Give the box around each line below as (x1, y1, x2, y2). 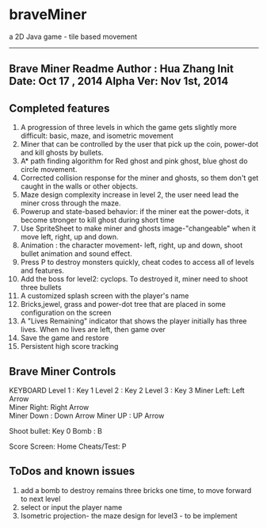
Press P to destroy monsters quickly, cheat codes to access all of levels (20, 258, 254, 267)
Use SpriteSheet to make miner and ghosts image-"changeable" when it (20, 224, 257, 233)
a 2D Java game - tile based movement (9, 32, 138, 41)
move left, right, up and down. (20, 232, 119, 242)
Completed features (9, 101, 110, 115)
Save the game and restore (20, 333, 109, 342)
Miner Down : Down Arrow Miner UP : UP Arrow (9, 411, 165, 420)
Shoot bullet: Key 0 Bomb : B (9, 426, 102, 435)
